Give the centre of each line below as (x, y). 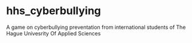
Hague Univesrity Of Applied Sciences (54, 33)
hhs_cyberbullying (54, 11)
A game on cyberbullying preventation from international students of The (96, 27)
